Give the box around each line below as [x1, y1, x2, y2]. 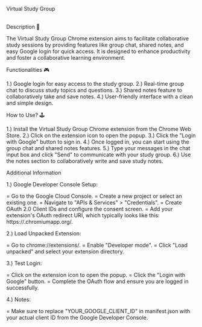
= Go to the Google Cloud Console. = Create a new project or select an [6, 192, 182, 200]
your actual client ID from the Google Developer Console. [6, 314, 148, 321]
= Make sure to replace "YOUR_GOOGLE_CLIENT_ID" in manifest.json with [6, 308, 191, 314]
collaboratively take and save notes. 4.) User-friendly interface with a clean [6, 93, 194, 100]
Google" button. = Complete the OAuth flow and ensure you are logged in [6, 278, 189, 285]
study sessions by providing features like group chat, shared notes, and [6, 42, 184, 48]
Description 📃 [6, 24, 40, 30]
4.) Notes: [6, 296, 31, 303]
